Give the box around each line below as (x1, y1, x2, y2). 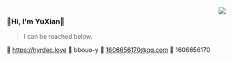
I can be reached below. (23, 33, 93, 41)
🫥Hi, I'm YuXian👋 (6, 17, 65, 26)
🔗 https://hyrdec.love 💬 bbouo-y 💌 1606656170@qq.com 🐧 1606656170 (6, 46, 211, 54)
